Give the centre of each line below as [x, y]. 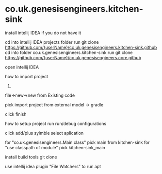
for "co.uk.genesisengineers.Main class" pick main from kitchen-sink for [77, 142]
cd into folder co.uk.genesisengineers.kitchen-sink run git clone [69, 52]
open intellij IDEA [22, 67]
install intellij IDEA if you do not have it [43, 33]
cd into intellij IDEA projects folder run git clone [52, 42]
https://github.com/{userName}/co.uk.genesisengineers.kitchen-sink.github [81, 47]
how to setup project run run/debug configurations [56, 123]
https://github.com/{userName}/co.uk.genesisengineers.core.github [73, 57]
